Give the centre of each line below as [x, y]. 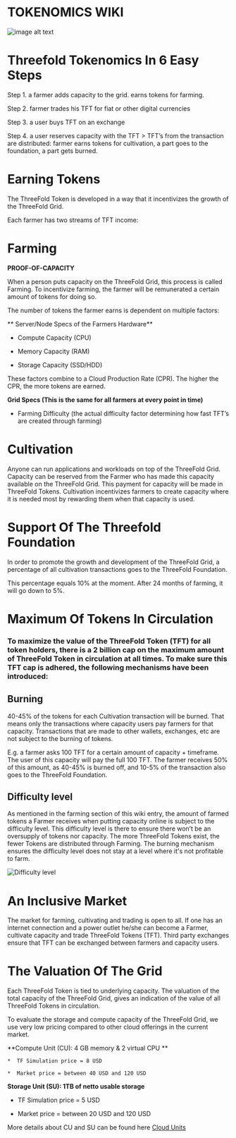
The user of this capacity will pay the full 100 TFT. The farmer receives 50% [118, 759]
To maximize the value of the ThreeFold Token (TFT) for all [109, 641]
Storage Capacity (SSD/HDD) [60, 365]
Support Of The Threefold [85, 527]
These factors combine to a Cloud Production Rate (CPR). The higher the [113, 379]
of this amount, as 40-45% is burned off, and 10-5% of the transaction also [117, 767]
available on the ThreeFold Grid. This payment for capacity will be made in [115, 484]
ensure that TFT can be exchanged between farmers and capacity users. [113, 943]
